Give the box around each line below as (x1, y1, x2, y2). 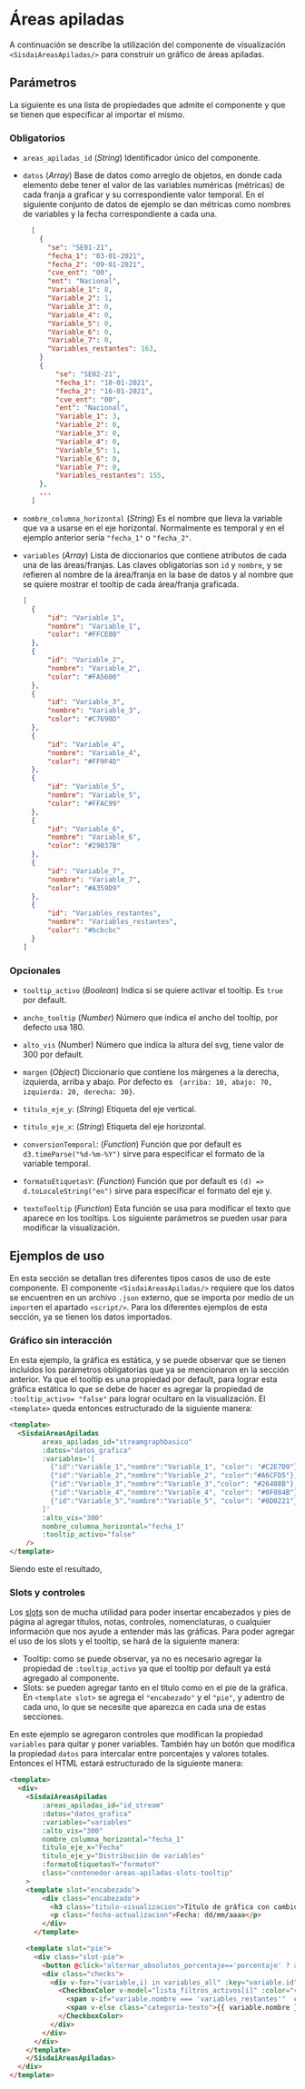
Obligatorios (9, 132, 65, 144)
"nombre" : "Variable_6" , (46, 832, 142, 842)
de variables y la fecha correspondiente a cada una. (22, 209, 218, 220)
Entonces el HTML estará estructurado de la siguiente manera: (9, 1758, 244, 1769)
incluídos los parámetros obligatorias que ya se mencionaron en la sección (9, 1364, 290, 1376)
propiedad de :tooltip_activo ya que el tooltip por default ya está (22, 1663, 271, 1674)
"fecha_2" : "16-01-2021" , (55, 386, 153, 395)
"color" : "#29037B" (46, 841, 121, 851)
